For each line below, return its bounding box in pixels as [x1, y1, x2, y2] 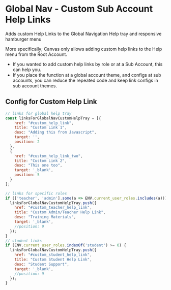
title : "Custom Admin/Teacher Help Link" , [14, 210, 106, 215]
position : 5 [14, 172, 40, 178]
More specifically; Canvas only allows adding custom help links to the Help [5, 46, 162, 52]
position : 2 [14, 139, 40, 144]
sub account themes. [12, 82, 58, 89]
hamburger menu [5, 36, 42, 42]
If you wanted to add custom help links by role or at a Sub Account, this [12, 61, 163, 67]
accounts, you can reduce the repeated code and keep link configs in [12, 77, 159, 83]
